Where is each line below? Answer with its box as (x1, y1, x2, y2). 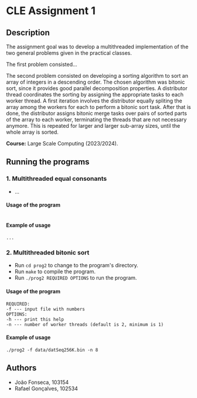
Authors (6, 363, 37, 373)
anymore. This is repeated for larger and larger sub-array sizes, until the (6, 122, 181, 129)
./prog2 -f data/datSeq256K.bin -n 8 (6, 347, 98, 353)
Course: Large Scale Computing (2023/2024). (6, 140, 118, 147)
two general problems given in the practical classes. (6, 49, 132, 57)
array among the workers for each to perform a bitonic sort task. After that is (6, 104, 191, 110)
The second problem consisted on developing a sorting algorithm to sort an (6, 72, 189, 79)
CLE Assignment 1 (6, 4, 96, 18)
